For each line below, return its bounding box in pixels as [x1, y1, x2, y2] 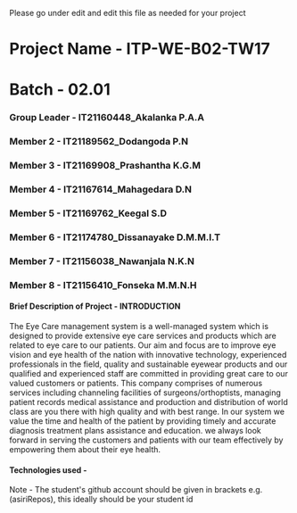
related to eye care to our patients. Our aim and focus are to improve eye [9, 339, 276, 351]
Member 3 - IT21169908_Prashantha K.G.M [9, 160, 201, 172]
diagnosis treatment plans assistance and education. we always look [9, 425, 261, 435]
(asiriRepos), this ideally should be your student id [9, 494, 194, 505]
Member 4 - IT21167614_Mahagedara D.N [9, 183, 193, 195]
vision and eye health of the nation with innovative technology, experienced [9, 349, 287, 360]
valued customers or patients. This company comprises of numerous [9, 377, 263, 388]
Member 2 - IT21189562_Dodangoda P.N [9, 136, 189, 148]
